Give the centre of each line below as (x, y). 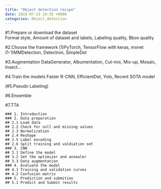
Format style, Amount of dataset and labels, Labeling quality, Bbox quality (80, 38)
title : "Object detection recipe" (40, 10)
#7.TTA (12, 105)
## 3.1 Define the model (30, 153)
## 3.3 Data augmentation (31, 161)
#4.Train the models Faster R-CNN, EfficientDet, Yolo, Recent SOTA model (80, 77)
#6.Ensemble (18, 95)
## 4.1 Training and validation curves (46, 170)
